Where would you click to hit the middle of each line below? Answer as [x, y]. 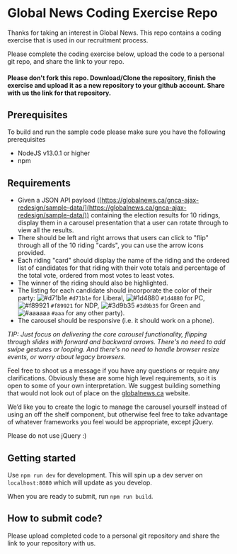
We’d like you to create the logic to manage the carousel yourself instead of [117, 407]
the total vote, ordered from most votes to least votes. [96, 276]
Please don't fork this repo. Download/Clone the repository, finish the [112, 78]
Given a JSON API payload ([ [59, 200]
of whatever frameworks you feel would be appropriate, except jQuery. [111, 422]
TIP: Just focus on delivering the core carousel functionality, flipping [107, 334]
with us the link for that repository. [59, 93]
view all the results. [46, 230]
